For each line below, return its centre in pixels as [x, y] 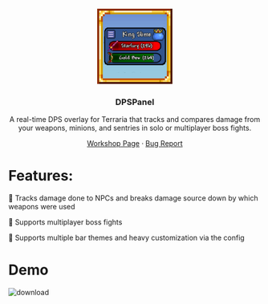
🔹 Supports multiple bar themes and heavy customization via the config [126, 238]
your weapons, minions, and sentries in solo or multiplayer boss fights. [135, 128]
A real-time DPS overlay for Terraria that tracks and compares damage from [135, 120]
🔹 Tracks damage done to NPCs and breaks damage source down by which [133, 198]
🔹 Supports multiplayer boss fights [65, 222]
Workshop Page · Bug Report [135, 144]
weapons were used [42, 207]
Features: [41, 176]
